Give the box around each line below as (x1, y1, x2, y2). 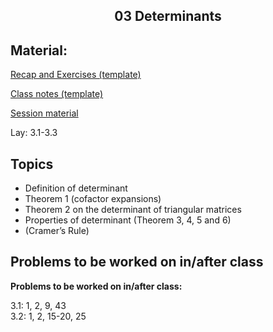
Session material (10, 107, 79, 119)
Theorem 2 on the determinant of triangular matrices (24, 204, 242, 216)
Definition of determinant (24, 182, 128, 194)
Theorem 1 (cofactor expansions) (24, 193, 162, 205)
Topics (10, 155, 54, 173)
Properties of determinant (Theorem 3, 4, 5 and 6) (24, 214, 232, 226)
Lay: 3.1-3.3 (10, 127, 58, 139)
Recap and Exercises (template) (10, 69, 142, 81)
